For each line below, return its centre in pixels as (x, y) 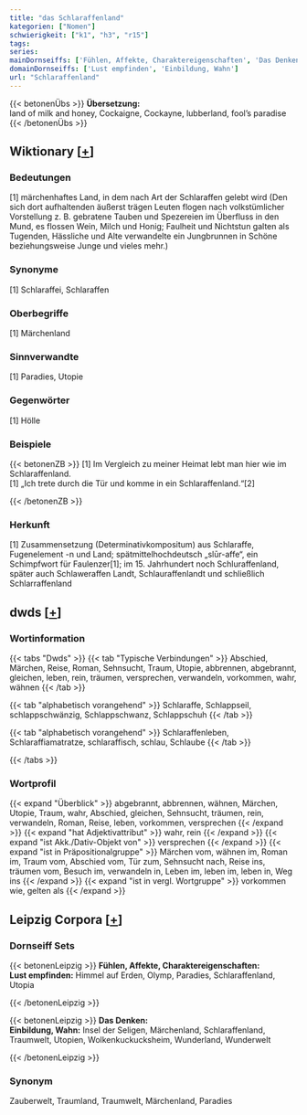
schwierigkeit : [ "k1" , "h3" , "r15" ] (79, 35)
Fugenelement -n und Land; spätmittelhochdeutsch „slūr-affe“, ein (134, 555)
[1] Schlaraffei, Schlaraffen (59, 290)
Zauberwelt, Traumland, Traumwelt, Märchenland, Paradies (121, 1101)
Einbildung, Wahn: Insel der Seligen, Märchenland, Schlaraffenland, (138, 1030)
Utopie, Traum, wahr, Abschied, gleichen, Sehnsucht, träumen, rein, (137, 813)
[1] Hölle (25, 420)
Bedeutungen (40, 177)
